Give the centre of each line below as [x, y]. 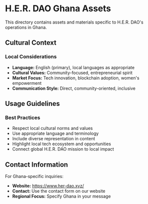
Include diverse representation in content [53, 139]
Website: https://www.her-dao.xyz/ [48, 186]
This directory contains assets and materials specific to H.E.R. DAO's [74, 22]
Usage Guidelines [32, 104]
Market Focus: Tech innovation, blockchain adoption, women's [76, 78]
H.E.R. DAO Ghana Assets [58, 9]
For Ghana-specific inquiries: [34, 177]
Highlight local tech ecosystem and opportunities [62, 144]
